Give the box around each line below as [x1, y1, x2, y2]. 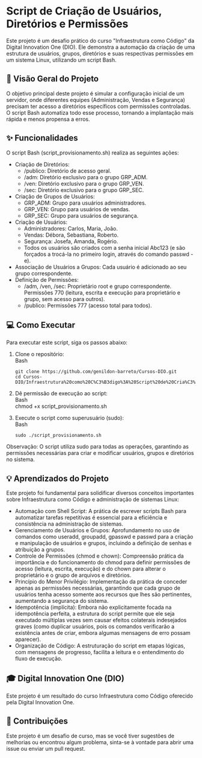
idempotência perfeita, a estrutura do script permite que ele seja [14, 610, 175, 617]
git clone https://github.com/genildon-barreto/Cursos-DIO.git [14, 369, 177, 375]
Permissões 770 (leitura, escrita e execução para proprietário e [23, 288, 180, 296]
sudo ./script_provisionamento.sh [14, 433, 102, 439]
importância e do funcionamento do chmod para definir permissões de [14, 559, 191, 566]
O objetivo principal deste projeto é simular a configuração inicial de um [6, 89, 185, 97]
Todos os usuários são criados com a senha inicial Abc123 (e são [23, 244, 186, 251]
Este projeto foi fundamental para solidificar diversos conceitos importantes [6, 489, 194, 497]
